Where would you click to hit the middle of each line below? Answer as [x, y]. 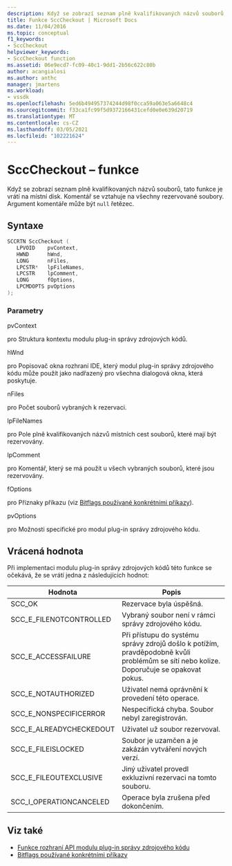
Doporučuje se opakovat [162, 670]
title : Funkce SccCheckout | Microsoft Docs [72, 20]
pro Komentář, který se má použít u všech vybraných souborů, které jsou [111, 468]
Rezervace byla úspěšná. [163, 604]
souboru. [136, 786]
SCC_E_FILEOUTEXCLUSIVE [57, 777]
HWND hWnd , [40, 254]
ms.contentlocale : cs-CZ [43, 123]
